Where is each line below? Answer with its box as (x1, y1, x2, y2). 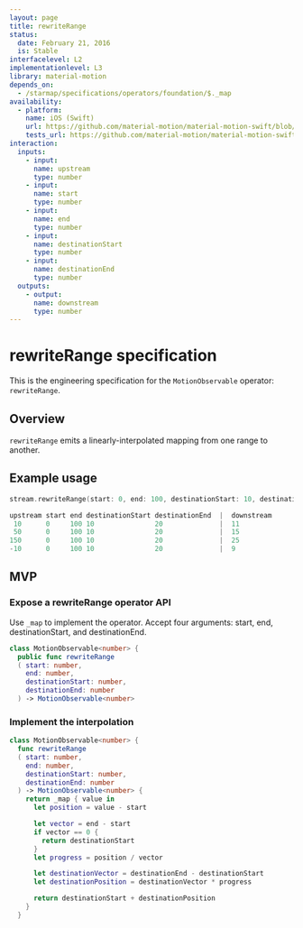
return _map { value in (25, 795, 115, 804)
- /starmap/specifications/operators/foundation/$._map (17, 88, 232, 97)
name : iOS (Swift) (25, 114, 95, 123)
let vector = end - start (32, 820, 131, 829)
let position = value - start (32, 804, 147, 813)
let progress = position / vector (32, 853, 164, 862)
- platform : (17, 106, 63, 115)
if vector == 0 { (32, 827, 99, 837)
